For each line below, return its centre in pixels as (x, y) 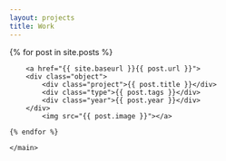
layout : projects (42, 18)
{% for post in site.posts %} (61, 52)
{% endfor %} (34, 132)
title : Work (32, 26)
